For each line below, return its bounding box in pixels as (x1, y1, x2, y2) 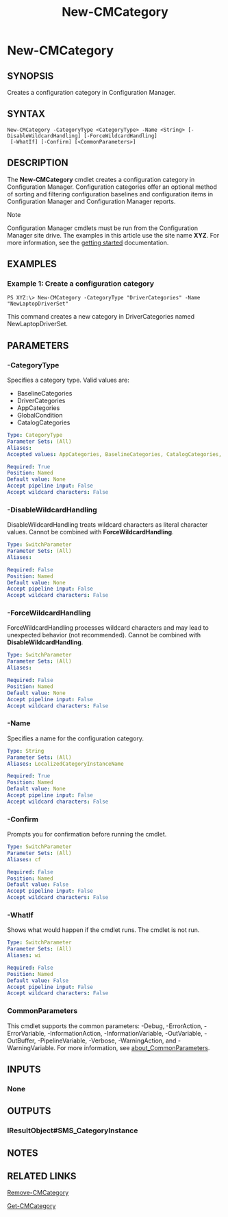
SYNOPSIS (7, 70, 54, 82)
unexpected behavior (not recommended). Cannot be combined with (7, 631, 201, 639)
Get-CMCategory (7, 1202, 56, 1210)
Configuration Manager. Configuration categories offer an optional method (7, 183, 217, 191)
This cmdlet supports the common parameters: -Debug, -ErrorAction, (7, 1021, 203, 1030)
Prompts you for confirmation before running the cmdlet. (7, 830, 167, 839)
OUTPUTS (7, 1105, 51, 1117)
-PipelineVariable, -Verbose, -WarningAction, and (37, 1036, 177, 1045)
